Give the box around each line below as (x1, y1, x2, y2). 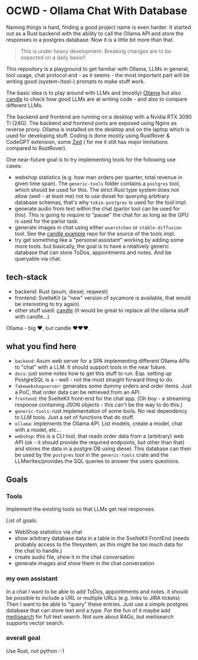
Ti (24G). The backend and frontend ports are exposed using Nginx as (6, 119, 177, 126)
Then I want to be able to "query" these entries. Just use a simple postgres (6, 600, 189, 608)
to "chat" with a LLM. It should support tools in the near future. (14, 363, 167, 370)
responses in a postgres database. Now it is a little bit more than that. (6, 36, 174, 43)
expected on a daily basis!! (20, 54, 86, 61)
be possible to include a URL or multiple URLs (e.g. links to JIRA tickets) (6, 594, 180, 601)
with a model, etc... (14, 426, 61, 433)
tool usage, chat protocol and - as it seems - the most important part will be (6, 71, 190, 78)
